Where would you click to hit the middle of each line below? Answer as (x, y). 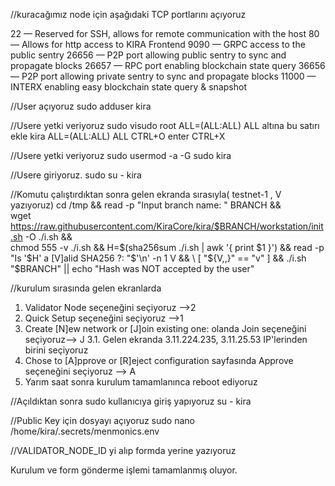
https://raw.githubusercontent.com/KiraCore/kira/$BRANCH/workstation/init (167, 226)
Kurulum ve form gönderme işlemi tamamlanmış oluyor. (124, 470)
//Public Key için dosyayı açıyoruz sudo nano (102, 420)
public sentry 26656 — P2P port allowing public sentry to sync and (148, 55)
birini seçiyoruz (56, 350)
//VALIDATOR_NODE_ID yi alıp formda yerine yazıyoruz (123, 450)
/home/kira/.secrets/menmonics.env (85, 431)
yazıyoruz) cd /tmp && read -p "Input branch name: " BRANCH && (146, 205)
